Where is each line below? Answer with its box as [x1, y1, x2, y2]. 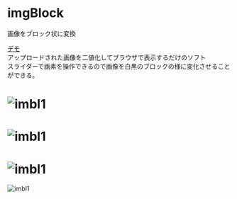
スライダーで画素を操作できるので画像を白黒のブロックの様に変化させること [7, 62, 231, 70]
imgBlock [7, 5, 64, 21]
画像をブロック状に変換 [7, 29, 76, 38]
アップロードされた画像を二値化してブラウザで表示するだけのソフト [7, 53, 206, 62]
